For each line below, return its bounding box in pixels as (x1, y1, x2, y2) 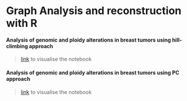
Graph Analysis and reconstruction (6, 4, 182, 18)
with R (6, 16, 38, 30)
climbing (6, 42, 28, 49)
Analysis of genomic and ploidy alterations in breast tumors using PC (6, 69, 180, 76)
